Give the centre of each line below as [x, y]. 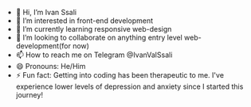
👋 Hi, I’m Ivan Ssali [46, 12]
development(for [43, 46]
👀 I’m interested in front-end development [84, 21]
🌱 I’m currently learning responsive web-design [94, 29]
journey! [29, 95]
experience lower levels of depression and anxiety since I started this [129, 86]
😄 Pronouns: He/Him [51, 66]
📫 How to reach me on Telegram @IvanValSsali [94, 55]
